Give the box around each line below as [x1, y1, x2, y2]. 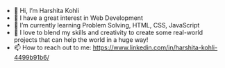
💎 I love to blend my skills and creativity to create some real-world [13, 28, 203, 36]
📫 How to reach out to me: [13, 43, 92, 52]
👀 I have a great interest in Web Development [13, 14, 144, 22]
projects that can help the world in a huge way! [13, 36, 149, 44]
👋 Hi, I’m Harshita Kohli [13, 7, 80, 14]
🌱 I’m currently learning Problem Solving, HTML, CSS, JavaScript [13, 21, 200, 29]
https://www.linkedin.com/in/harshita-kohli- [92, 43, 218, 52]
